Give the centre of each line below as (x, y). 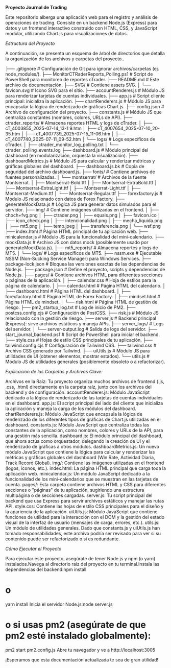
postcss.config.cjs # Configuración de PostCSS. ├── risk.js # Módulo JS (82, 313)
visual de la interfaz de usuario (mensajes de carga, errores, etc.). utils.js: (82, 522)
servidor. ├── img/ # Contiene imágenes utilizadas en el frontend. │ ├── (82, 210)
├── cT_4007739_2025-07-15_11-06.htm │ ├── (75, 134)
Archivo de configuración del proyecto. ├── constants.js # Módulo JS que (83, 112)
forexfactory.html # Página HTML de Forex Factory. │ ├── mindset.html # (83, 296)
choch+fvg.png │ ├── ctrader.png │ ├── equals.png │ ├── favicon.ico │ (83, 215)
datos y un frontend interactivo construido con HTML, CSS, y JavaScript (81, 28)
